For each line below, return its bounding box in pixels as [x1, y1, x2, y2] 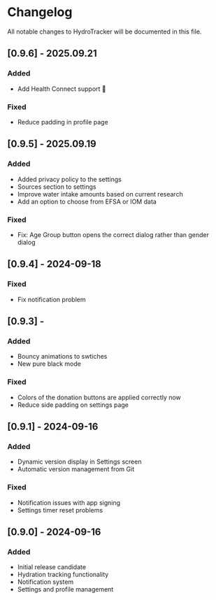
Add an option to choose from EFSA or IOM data [17, 197, 157, 206]
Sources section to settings [17, 183, 96, 191]
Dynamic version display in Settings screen [17, 457, 142, 466]
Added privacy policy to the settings [17, 175, 122, 183]
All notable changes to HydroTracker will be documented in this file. [7, 27, 202, 36]
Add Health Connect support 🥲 [17, 85, 106, 93]
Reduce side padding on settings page [17, 400, 129, 409]
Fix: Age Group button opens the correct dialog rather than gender [17, 230, 210, 238]
